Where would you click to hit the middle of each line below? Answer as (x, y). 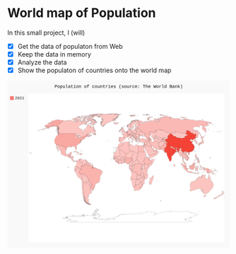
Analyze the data (42, 62)
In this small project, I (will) (46, 33)
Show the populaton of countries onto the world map (94, 70)
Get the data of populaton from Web (70, 46)
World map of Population (82, 13)
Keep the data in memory (54, 54)
